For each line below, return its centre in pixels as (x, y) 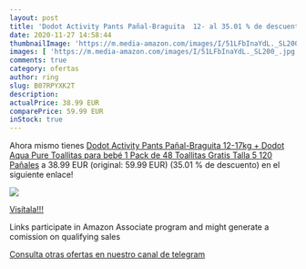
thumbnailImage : (40, 43)
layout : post (34, 18)
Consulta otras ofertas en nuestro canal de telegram (107, 254)
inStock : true (36, 119)
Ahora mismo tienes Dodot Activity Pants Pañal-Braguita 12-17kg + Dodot (147, 146)
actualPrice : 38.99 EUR (55, 103)
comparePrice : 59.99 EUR (56, 111)
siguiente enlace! (41, 175)
